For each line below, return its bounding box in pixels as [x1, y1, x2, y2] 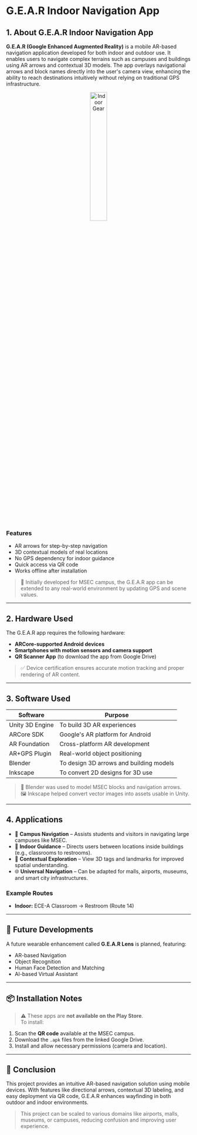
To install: [20, 1018, 44, 1025]
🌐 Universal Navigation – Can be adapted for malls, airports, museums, [14, 868, 189, 875]
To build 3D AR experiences [59, 720, 137, 729]
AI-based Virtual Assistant [14, 970, 78, 977]
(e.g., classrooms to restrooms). [14, 849, 92, 856]
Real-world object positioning [59, 749, 142, 757]
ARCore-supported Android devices [14, 641, 105, 648]
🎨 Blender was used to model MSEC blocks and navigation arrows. [20, 783, 182, 790]
